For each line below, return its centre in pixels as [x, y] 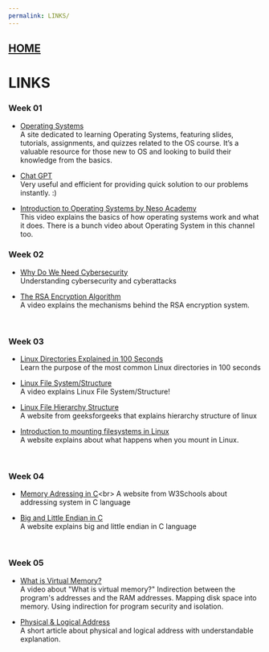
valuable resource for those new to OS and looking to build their [125, 151]
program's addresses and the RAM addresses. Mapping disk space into [138, 597]
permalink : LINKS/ [39, 16]
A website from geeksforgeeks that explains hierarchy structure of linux [138, 416]
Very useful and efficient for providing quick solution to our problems [134, 184]
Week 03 [26, 341]
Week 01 [25, 108]
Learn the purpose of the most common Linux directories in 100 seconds [140, 368]
